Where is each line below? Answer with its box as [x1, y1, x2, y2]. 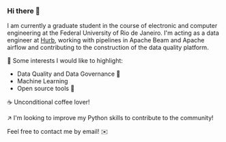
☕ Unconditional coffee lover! [7, 98, 90, 106]
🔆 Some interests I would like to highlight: [7, 57, 123, 65]
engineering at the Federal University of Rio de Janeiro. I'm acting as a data [7, 29, 220, 37]
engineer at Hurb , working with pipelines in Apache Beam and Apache [7, 36, 205, 44]
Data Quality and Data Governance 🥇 [16, 70, 121, 78]
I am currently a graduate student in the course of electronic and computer [7, 22, 218, 30]
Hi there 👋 [7, 6, 41, 16]
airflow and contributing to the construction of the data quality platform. [7, 44, 210, 52]
